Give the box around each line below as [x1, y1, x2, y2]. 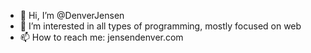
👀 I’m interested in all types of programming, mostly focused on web [19, 20, 302, 32]
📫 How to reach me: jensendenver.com [19, 31, 184, 43]
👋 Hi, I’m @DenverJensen [19, 10, 125, 21]
